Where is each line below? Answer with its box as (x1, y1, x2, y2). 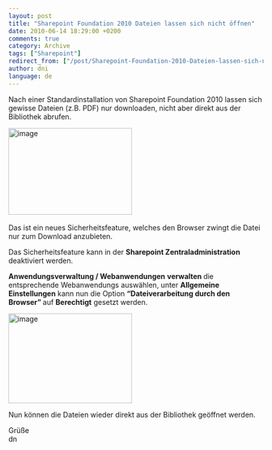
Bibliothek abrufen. (8, 111, 72, 122)
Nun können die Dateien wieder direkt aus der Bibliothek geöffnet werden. (8, 409, 257, 419)
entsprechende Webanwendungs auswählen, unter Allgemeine (8, 280, 220, 289)
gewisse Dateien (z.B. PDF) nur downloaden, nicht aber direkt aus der (8, 103, 241, 113)
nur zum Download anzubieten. (8, 231, 113, 241)
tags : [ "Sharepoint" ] (8, 49, 82, 58)
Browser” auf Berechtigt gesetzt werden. (8, 297, 148, 306)
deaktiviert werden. (8, 255, 74, 265)
